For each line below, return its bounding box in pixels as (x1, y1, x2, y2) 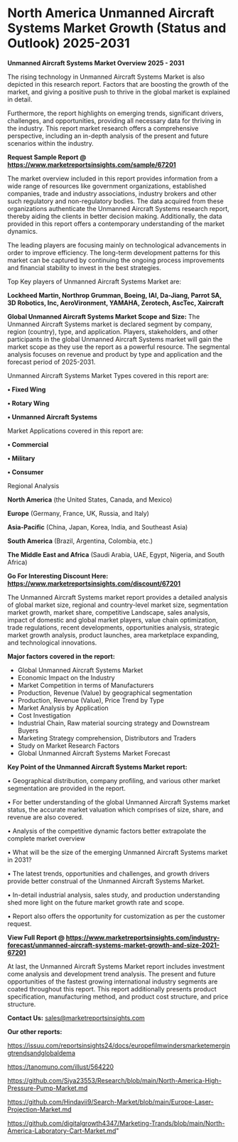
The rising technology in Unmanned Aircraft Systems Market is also (7, 72, 205, 81)
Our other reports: (7, 1027, 63, 1035)
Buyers (17, 726, 39, 735)
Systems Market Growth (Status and (7, 20, 227, 36)
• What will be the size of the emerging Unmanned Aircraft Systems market (7, 848, 228, 856)
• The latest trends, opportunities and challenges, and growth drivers (7, 869, 210, 878)
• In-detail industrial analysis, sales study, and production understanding (7, 890, 220, 899)
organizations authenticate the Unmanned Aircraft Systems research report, (7, 204, 229, 212)
